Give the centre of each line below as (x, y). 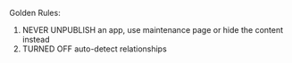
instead (36, 39)
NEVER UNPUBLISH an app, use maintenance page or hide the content (153, 30)
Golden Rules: (35, 13)
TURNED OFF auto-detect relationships (94, 49)
